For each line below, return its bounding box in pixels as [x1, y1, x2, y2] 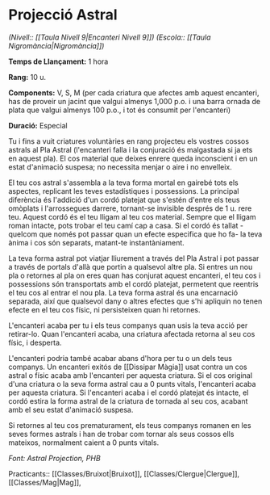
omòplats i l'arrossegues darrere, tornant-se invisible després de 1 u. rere [8, 203, 252, 213]
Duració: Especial [8, 120, 68, 130]
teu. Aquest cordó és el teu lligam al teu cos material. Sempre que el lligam [8, 212, 256, 221]
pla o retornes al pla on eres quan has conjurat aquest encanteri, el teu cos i [8, 271, 261, 280]
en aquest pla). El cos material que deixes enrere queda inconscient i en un [8, 153, 258, 163]
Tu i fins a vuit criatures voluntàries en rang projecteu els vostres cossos [8, 136, 250, 146]
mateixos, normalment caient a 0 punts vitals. [8, 438, 160, 447]
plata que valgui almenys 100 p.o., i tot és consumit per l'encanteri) [8, 105, 231, 115]
